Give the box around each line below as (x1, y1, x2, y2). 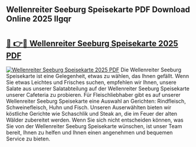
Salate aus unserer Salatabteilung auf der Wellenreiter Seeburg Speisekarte (6, 85, 190, 92)
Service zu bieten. (6, 135, 50, 142)
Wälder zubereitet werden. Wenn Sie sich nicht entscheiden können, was (6, 116, 184, 123)
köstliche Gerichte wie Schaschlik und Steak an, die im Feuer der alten (6, 110, 178, 117)
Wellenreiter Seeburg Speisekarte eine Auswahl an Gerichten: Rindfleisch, (6, 97, 186, 104)
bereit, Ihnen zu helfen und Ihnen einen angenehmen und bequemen (6, 129, 173, 136)
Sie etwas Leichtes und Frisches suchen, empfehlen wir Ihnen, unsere (6, 79, 177, 86)
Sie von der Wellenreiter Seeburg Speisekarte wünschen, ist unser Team (6, 123, 182, 129)
